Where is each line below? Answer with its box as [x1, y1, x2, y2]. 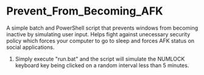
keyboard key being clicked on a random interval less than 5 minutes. [15, 62, 189, 69]
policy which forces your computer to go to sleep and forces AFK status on [6, 37, 195, 44]
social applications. [6, 44, 55, 51]
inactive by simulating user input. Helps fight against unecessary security [6, 30, 191, 37]
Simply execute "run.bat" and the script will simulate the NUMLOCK [15, 55, 185, 62]
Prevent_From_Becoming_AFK [6, 4, 163, 18]
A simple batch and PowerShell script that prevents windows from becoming [6, 24, 199, 31]
